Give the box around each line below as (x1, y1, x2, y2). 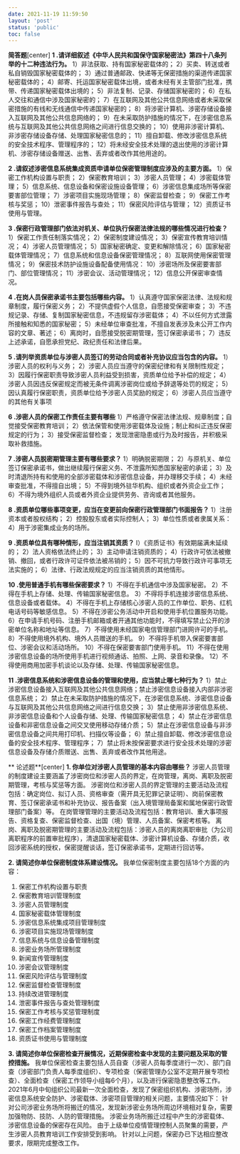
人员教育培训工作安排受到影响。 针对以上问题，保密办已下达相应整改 (26, 1130, 229, 1138)
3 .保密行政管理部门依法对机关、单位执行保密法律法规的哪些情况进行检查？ (8, 224, 229, 233)
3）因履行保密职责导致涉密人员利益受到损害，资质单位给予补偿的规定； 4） (8, 371, 230, 379)
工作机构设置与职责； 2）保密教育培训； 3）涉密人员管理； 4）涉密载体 (14, 173, 225, 182)
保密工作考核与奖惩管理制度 (18, 1008, 100, 1016)
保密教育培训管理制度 (18, 891, 81, 900)
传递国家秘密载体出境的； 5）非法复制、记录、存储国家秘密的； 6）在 (20, 86, 225, 95)
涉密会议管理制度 (18, 963, 69, 972)
